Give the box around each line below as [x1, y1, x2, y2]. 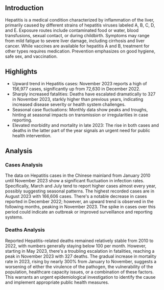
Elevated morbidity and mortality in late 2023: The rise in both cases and [12, 122, 159, 128]
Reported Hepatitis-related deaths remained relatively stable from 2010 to [5, 238, 154, 243]
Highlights [5, 68, 38, 76]
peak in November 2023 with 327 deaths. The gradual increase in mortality [5, 253, 157, 259]
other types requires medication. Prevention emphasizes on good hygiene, [5, 48, 156, 54]
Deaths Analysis [5, 226, 45, 233]
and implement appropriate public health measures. [5, 279, 109, 285]
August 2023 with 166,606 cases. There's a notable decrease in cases [5, 193, 147, 199]
